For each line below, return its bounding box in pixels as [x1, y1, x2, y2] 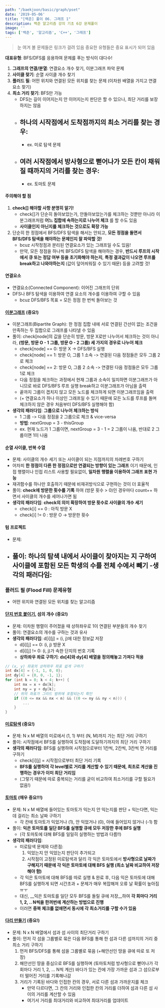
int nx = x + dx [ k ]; [14, 682, 56, 687]
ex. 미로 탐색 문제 [27, 141, 61, 147]
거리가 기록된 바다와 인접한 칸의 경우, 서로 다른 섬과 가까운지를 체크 [19, 979, 149, 985]
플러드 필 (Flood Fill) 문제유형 [5, 587, 72, 593]
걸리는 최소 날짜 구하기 [17, 812, 62, 818]
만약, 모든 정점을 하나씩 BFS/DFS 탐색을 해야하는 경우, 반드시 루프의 [19, 248, 151, 254]
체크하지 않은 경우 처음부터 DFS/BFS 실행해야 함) [19, 401, 115, 408]
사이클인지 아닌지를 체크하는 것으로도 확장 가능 [19, 223, 108, 229]
